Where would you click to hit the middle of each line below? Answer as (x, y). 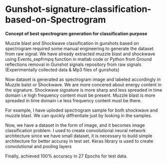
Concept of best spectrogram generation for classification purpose (76, 33)
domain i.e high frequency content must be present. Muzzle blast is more (80, 95)
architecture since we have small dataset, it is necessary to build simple (79, 136)
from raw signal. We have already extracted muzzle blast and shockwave (80, 54)
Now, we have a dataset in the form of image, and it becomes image (75, 125)
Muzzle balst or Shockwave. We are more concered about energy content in (83, 84)
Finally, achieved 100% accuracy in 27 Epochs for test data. (67, 156)
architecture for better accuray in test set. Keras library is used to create (79, 141)
